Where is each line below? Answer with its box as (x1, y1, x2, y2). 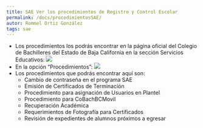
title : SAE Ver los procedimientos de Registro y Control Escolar (6, 8, 178, 15)
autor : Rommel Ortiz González (6, 20, 83, 26)
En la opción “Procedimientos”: (15, 63, 93, 70)
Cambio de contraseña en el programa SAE (24, 76, 132, 84)
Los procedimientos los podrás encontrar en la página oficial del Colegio (15, 42, 198, 50)
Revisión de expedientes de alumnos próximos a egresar (24, 115, 166, 122)
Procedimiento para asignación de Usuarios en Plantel (24, 89, 160, 96)
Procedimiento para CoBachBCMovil (24, 95, 116, 103)
